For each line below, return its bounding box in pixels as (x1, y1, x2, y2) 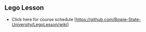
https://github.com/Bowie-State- (76, 16, 141, 22)
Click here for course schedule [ (11, 16, 76, 22)
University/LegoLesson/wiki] (11, 21, 69, 27)
